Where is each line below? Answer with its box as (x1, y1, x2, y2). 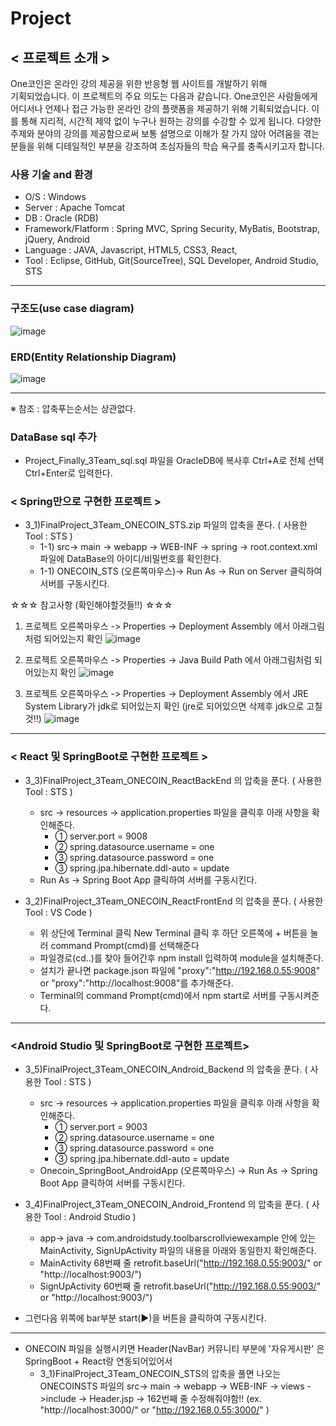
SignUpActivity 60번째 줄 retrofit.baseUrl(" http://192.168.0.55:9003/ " (39, 1280, 322, 1292)
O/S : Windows (24, 191, 87, 203)
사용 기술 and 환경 (10, 167, 93, 181)
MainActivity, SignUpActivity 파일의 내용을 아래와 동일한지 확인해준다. (39, 1245, 317, 1257)
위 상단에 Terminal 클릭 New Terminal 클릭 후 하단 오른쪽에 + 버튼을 (39, 927, 308, 939)
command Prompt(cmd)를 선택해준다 (50, 939, 200, 951)
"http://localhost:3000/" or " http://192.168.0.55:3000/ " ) (39, 1404, 270, 1416)
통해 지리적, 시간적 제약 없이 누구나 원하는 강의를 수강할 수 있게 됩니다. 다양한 (20, 115, 322, 127)
